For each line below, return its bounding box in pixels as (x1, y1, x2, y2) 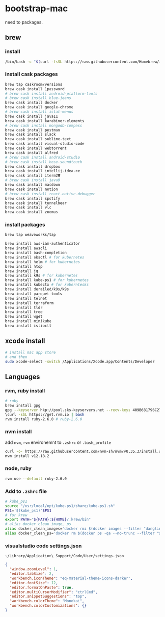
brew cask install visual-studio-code (5, 141, 84, 146)
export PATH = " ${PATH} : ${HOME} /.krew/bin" (5, 517, 91, 522)
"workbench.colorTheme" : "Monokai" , (9, 599, 84, 604)
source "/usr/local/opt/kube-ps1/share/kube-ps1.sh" (5, 503, 115, 508)
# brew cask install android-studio (5, 155, 80, 160)
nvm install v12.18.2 (5, 453, 50, 459)
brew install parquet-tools (5, 291, 63, 296)
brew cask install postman (5, 128, 60, 132)
